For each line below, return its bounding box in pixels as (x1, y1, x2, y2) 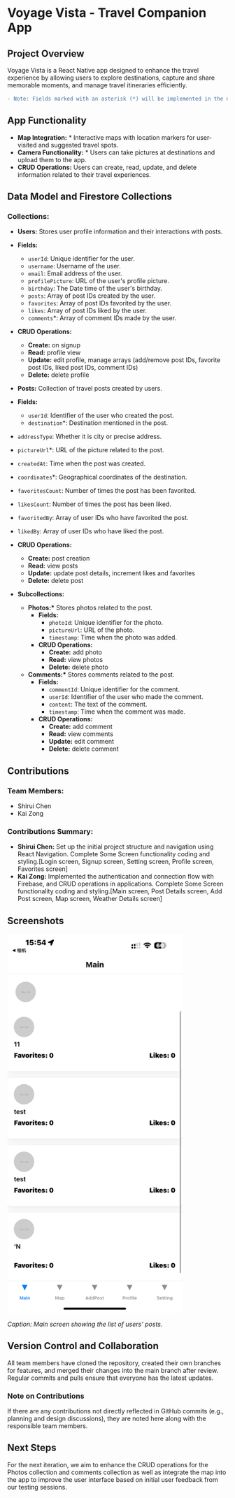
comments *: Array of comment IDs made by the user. (27, 314, 177, 322)
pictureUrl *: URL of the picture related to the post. (17, 446, 164, 454)
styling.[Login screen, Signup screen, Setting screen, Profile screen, (17, 858, 215, 866)
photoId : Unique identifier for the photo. (48, 619, 164, 627)
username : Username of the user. (27, 262, 121, 271)
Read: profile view (27, 348, 81, 357)
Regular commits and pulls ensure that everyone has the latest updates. (7, 1374, 214, 1382)
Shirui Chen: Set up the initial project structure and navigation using (17, 842, 214, 851)
